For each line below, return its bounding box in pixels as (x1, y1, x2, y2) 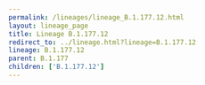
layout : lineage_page (8, 21, 89, 30)
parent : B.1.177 (8, 54, 69, 63)
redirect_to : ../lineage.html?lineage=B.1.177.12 (8, 37, 197, 47)
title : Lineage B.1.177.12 (8, 29, 109, 38)
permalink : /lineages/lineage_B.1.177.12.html (8, 12, 184, 22)
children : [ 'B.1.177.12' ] (8, 63, 104, 72)
